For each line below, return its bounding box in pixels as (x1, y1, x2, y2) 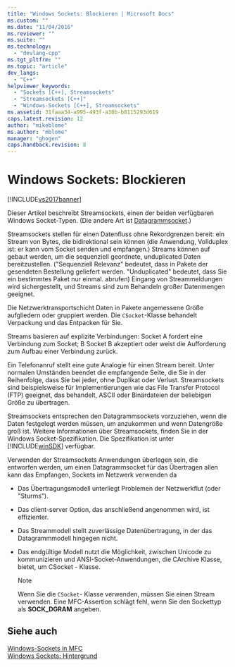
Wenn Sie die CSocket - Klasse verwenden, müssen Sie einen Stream (17, 590, 215, 599)
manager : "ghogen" (7, 135, 61, 142)
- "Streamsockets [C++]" (13, 96, 87, 103)
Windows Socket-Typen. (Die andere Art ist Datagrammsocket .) (7, 216, 192, 225)
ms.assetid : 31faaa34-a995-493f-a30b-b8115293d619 (7, 109, 159, 116)
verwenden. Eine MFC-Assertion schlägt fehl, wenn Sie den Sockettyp (17, 597, 222, 606)
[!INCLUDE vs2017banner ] (7, 195, 82, 204)
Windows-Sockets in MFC (7, 644, 83, 652)
